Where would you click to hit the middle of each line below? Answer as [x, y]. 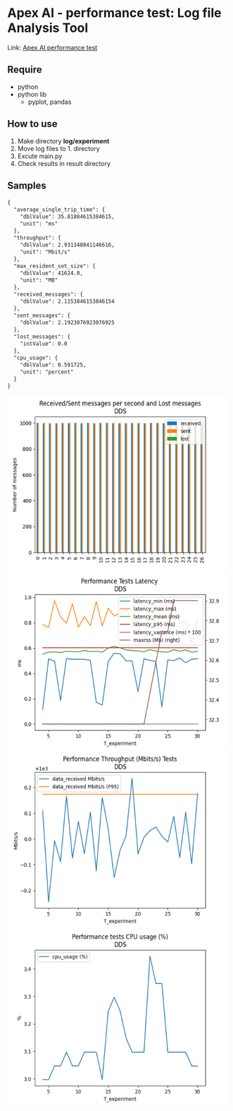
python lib [32, 94]
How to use [32, 124]
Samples [27, 185]
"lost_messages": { [42, 337]
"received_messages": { [48, 294]
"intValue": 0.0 [44, 344]
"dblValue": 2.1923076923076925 [67, 323]
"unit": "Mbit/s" [45, 252]
